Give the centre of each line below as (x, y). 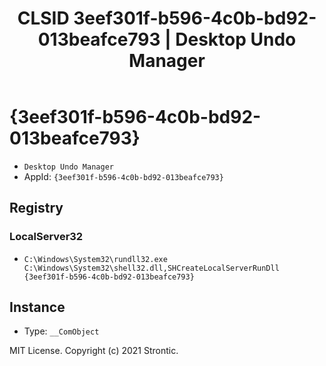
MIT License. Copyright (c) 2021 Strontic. (94, 351)
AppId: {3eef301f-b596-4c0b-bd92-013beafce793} (123, 176)
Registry (36, 208)
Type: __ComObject (61, 331)
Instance (37, 307)
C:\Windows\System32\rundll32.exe (95, 259)
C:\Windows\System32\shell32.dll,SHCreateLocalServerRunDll (151, 268)
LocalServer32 (46, 237)
